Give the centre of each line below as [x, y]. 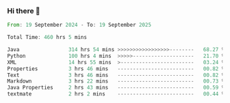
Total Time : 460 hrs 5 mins [47, 38]
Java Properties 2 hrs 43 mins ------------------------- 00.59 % [116, 88]
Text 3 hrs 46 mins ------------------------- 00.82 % [116, 75]
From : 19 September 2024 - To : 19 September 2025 [79, 25]
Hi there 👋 [24, 11]
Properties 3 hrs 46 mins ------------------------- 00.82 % [116, 69]
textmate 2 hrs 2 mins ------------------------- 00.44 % [116, 94]
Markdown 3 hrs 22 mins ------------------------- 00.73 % [116, 81]
